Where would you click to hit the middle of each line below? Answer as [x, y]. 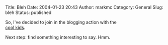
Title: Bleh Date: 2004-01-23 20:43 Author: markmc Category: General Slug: [84, 7]
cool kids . [15, 27]
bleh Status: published [28, 12]
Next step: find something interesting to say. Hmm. [58, 37]
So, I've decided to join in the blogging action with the [61, 22]
